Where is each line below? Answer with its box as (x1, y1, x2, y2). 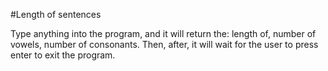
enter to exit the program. (10, 49, 116, 61)
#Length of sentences (10, 9, 102, 20)
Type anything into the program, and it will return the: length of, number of (10, 28, 317, 39)
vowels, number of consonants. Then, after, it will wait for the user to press (10, 39, 319, 50)
